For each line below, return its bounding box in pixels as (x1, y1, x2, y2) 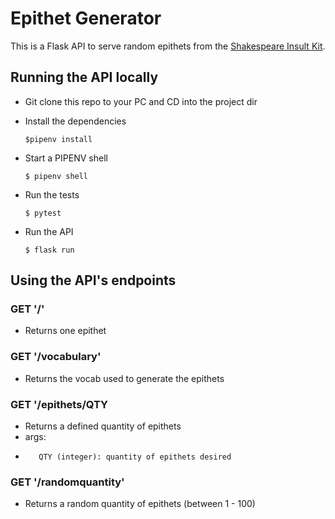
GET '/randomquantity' (10, 475, 125, 489)
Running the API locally (10, 69, 159, 86)
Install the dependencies (24, 115, 127, 127)
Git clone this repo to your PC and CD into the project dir (24, 95, 258, 107)
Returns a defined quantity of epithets (24, 420, 182, 432)
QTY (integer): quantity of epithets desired (38, 452, 232, 462)
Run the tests (24, 188, 80, 201)
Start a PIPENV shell (24, 152, 108, 164)
